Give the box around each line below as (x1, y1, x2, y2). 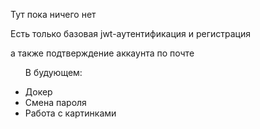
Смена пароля (24, 97, 87, 108)
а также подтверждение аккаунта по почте (10, 47, 195, 59)
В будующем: (24, 67, 83, 78)
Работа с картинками (24, 107, 117, 119)
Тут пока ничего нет (10, 9, 97, 20)
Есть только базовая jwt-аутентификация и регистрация (10, 28, 251, 39)
